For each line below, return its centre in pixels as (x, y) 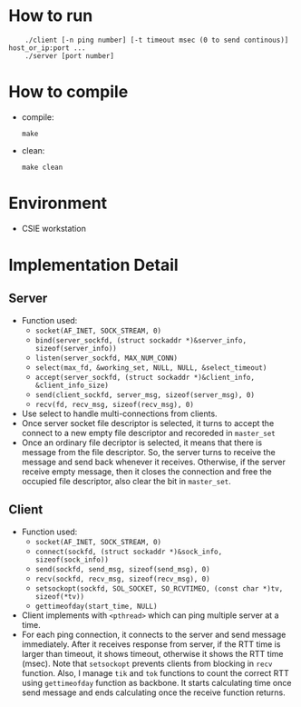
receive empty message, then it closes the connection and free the (147, 471)
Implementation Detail (93, 265)
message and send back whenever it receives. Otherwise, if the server (154, 462)
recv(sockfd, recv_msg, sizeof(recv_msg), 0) (122, 579)
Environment (58, 203)
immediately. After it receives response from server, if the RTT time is (151, 644)
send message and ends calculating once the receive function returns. (154, 692)
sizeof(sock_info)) (72, 560)
